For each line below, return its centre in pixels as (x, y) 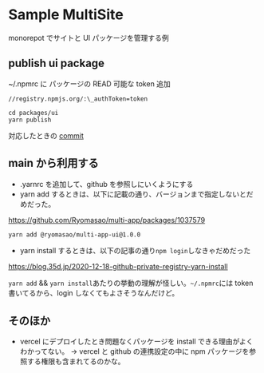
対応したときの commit (46, 135)
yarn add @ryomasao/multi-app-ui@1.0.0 (75, 234)
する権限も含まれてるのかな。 (76, 362)
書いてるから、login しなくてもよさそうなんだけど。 (94, 293)
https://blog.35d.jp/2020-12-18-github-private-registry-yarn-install (118, 267)
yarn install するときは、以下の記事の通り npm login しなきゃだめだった (135, 251)
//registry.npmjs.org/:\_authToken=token (78, 99)
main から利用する (54, 163)
